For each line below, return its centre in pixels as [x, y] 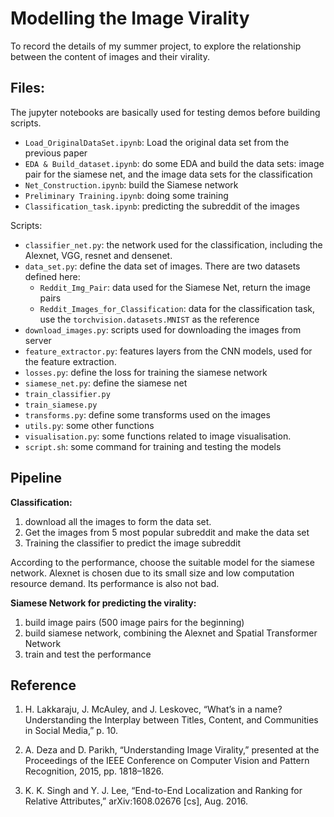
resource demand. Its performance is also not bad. [115, 583]
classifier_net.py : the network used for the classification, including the [173, 244]
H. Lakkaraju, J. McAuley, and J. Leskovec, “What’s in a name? [153, 709]
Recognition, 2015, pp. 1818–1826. [94, 771]
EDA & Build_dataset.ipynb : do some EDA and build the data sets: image [174, 163]
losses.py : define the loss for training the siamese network [146, 372]
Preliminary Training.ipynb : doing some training [126, 195]
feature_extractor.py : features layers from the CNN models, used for [168, 351]
